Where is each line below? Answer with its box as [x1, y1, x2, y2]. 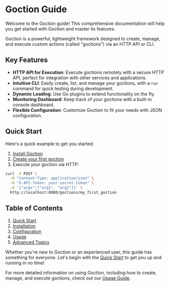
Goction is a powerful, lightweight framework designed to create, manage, [5, 36, 161, 42]
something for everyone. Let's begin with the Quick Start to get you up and [5, 254, 162, 260]
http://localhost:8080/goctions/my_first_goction [10, 190, 117, 195]
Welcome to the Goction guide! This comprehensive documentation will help [5, 20, 165, 26]
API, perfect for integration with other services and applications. [12, 75, 147, 81]
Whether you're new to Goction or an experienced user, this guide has [5, 249, 152, 255]
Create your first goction [12, 156, 64, 162]
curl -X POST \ [5, 171, 38, 176]
